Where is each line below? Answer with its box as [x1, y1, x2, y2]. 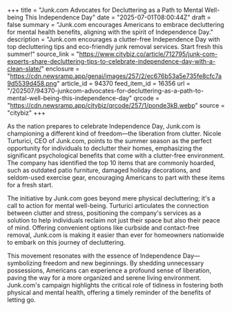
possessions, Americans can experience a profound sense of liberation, [7, 266, 212, 274]
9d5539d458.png [7, 79, 57, 87]
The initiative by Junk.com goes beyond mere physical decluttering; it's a [7, 194, 215, 202]
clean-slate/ [7, 65, 41, 73]
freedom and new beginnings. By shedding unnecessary [43, 259, 204, 267]
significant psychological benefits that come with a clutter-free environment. [7, 151, 225, 160]
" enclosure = [41, 65, 80, 73]
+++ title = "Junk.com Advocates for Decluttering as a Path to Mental [7, 6, 204, 14]
